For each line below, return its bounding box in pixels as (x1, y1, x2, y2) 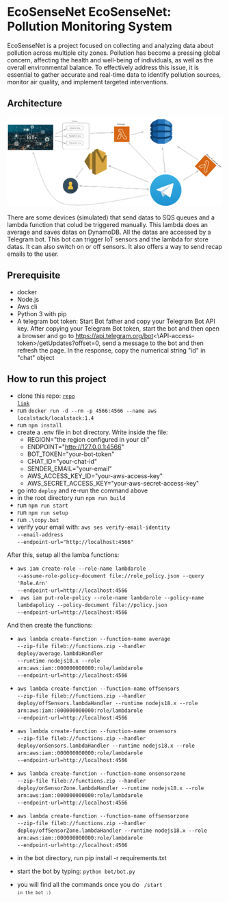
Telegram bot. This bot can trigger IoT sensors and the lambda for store (7, 235, 208, 244)
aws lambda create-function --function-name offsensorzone (16, 812, 189, 820)
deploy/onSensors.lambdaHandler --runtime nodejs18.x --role (16, 742, 196, 749)
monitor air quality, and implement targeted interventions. (7, 78, 169, 86)
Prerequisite (7, 270, 61, 281)
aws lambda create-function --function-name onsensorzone (16, 770, 186, 777)
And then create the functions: (7, 621, 94, 629)
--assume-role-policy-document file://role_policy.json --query (16, 572, 204, 580)
